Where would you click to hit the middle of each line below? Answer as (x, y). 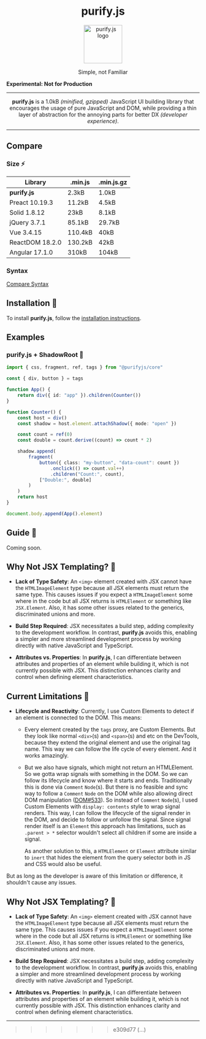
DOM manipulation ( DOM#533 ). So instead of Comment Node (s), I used (111, 800)
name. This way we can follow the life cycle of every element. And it (110, 749)
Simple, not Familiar (103, 72)
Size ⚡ (16, 164)
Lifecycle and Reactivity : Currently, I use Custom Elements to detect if (105, 711)
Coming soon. (24, 548)
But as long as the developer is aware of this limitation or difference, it (95, 876)
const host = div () (42, 418)
